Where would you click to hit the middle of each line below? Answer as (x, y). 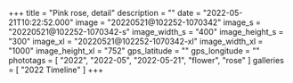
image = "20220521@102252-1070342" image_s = (168, 22)
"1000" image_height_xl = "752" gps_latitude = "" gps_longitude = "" (134, 51)
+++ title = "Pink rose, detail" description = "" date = (105, 13)
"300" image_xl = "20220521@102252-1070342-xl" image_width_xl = (136, 41)
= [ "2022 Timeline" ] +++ (56, 70)
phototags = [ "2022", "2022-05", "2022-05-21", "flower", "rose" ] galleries (146, 60)
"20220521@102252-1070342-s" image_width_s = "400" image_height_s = (146, 32)
